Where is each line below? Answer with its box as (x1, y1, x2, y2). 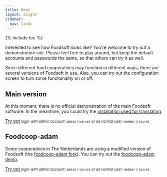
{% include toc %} (5, 35, 43, 41)
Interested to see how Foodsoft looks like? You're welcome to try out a (5, 44, 150, 50)
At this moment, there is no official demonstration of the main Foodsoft (5, 103, 151, 109)
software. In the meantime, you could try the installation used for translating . (5, 108, 162, 115)
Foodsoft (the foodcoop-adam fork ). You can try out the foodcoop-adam (5, 151, 155, 157)
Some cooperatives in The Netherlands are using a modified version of (5, 146, 151, 152)
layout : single (5, 12, 37, 17)
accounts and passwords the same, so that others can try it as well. (5, 55, 144, 61)
